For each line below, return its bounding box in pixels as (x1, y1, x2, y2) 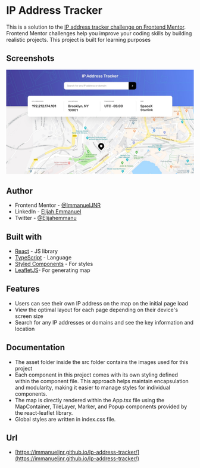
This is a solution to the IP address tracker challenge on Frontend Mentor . (6, 23, 186, 30)
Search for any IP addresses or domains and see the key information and (14, 319, 194, 326)
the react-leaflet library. (14, 409, 73, 416)
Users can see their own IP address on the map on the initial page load (14, 299, 189, 307)
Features (6, 284, 40, 294)
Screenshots (6, 53, 55, 63)
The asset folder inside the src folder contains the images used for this (14, 358, 189, 365)
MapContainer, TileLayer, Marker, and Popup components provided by (14, 403, 187, 410)
